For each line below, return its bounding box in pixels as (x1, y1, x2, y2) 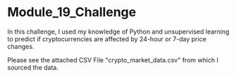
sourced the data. (7, 63, 58, 71)
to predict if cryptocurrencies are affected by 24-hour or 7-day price (7, 34, 206, 43)
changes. (7, 42, 35, 50)
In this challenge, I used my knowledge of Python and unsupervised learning (7, 27, 230, 36)
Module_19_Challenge (7, 4, 137, 20)
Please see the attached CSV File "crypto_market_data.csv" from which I (7, 55, 219, 64)
